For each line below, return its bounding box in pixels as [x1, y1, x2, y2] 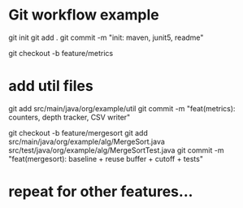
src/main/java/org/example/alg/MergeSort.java [8, 136, 165, 146]
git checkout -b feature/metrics [8, 48, 114, 58]
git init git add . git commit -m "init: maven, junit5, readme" [8, 32, 204, 42]
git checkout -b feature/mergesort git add [8, 128, 148, 137]
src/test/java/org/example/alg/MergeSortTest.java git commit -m [8, 145, 224, 155]
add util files [8, 77, 93, 95]
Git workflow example [8, 6, 160, 24]
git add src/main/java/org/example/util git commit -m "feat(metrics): [8, 103, 236, 113]
